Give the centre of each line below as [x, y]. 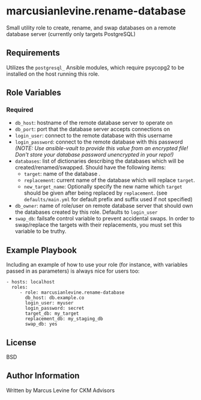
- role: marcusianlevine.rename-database [72, 292]
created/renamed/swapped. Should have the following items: [90, 168]
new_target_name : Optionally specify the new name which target [103, 187]
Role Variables [34, 93]
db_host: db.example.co [55, 298]
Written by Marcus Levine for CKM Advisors [61, 390]
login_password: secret [55, 308]
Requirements [33, 53]
